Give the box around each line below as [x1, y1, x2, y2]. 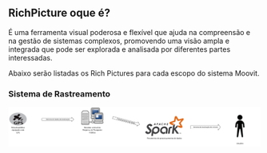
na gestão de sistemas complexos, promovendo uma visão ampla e [8, 36, 230, 45]
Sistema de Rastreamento [8, 88, 110, 99]
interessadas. [8, 53, 53, 62]
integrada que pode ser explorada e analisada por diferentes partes [8, 44, 231, 54]
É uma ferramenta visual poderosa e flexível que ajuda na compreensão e [8, 27, 250, 37]
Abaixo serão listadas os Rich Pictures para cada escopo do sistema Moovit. [8, 68, 260, 78]
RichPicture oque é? [8, 6, 110, 20]
